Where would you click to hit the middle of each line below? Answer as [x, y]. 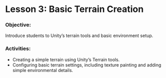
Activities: [18, 48]
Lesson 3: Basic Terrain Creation [74, 9]
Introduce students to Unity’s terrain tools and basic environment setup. [79, 35]
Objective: [18, 25]
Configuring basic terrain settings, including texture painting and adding [87, 65]
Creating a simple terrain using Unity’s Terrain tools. [66, 59]
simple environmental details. [43, 70]
